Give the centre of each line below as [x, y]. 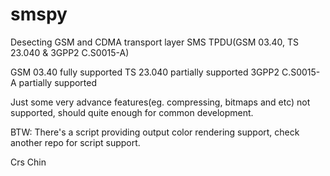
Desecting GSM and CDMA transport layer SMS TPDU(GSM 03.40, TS [155, 42]
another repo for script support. [75, 142]
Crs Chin [28, 162]
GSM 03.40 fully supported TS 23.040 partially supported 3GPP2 [145, 72]
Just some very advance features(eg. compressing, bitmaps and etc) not [160, 102]
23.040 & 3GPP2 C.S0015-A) [70, 52]
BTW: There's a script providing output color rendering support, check [155, 132]
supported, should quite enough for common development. [132, 112]
